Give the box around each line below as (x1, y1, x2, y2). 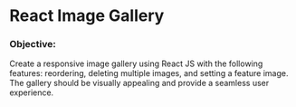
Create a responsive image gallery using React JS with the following (9, 58, 263, 69)
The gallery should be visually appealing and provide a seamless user (9, 78, 270, 89)
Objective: (9, 38, 56, 51)
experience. (9, 87, 54, 98)
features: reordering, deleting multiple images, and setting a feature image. (9, 68, 289, 79)
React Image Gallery (9, 5, 165, 26)
